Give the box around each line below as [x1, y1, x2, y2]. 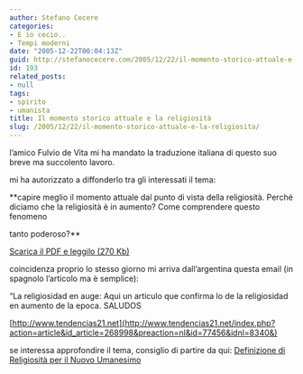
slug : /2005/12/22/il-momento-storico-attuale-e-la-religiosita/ [9, 123, 260, 132]
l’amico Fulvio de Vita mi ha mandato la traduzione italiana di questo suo [9, 147, 278, 158]
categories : [9, 22, 54, 31]
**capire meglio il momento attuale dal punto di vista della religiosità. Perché [9, 192, 293, 202]
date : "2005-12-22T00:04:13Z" [9, 47, 124, 56]
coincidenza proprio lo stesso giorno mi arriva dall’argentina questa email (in [9, 264, 293, 274]
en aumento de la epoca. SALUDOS [9, 300, 142, 311]
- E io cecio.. [9, 30, 67, 39]
